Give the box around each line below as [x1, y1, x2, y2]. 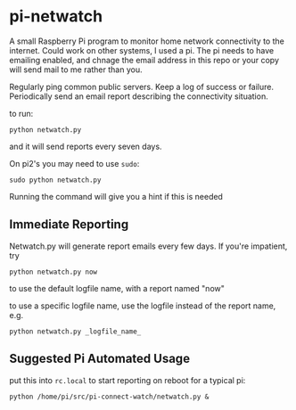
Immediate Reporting [9, 217, 129, 233]
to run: [9, 108, 34, 119]
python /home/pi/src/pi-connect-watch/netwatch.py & [9, 392, 210, 401]
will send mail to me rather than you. [9, 64, 143, 75]
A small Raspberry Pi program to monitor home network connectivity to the [9, 36, 285, 46]
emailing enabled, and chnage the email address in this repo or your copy [9, 54, 279, 65]
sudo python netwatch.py [9, 176, 102, 184]
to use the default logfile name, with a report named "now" [9, 283, 226, 293]
